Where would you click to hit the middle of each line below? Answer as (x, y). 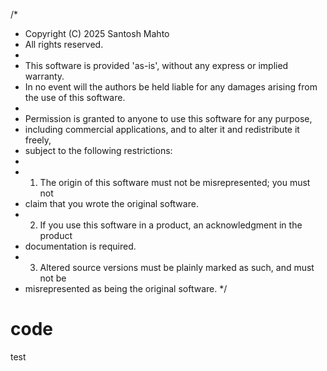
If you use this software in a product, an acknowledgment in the (171, 225)
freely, (38, 140)
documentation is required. (80, 246)
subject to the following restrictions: (98, 150)
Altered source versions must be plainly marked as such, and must (177, 267)
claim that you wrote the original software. (111, 203)
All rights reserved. (64, 44)
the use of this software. (75, 97)
